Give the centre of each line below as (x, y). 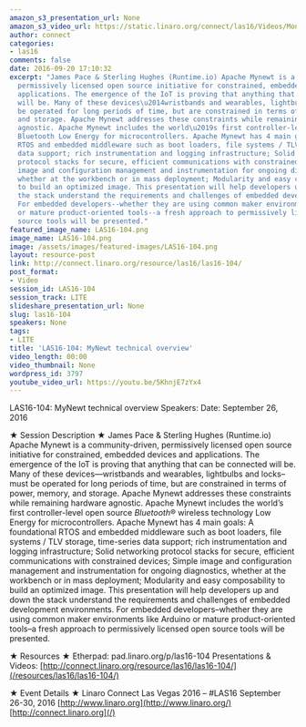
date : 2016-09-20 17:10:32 (61, 69)
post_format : (34, 272)
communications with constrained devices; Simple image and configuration (151, 561)
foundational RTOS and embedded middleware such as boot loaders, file (146, 532)
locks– (273, 474)
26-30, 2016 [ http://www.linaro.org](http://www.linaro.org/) (121, 703)
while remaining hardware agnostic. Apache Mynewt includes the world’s (147, 503)
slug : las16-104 (40, 314)
